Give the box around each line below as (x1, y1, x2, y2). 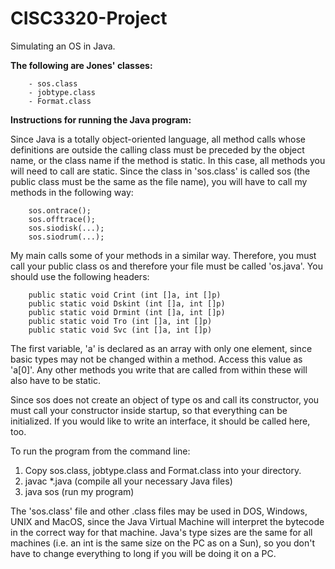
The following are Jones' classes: (10, 59, 153, 71)
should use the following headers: (10, 270, 150, 282)
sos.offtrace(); (28, 214, 97, 224)
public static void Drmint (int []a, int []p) (28, 307, 226, 317)
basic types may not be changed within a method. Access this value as (10, 353, 303, 365)
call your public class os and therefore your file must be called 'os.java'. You (10, 260, 323, 272)
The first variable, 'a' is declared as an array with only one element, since (10, 342, 313, 354)
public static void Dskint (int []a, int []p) (28, 298, 226, 309)
